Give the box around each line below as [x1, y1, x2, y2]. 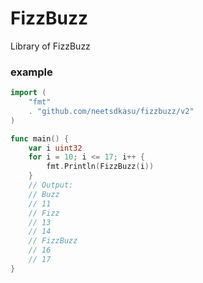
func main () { [10, 133, 70, 144]
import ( [10, 88, 47, 98]
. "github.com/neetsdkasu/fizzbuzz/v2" [28, 106, 195, 116]
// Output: [28, 180, 74, 191]
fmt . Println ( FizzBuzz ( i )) [46, 162, 155, 172]
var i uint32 [28, 143, 83, 153]
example [10, 65, 53, 79]
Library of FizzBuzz [10, 40, 91, 52]
